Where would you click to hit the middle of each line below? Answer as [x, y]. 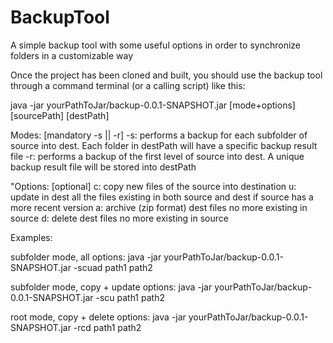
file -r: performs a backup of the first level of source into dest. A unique [157, 156]
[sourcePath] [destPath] [60, 115]
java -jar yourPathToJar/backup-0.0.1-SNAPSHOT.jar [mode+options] [153, 105]
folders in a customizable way [72, 55]
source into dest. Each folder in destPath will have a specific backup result [164, 145]
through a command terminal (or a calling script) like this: [128, 85]
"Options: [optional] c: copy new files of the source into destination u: [153, 186]
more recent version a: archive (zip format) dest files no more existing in [159, 207]
